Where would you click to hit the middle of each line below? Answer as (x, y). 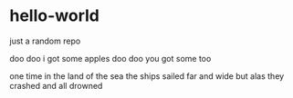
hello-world (55, 16)
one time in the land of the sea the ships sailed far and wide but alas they (147, 76)
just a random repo (45, 41)
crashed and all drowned (56, 85)
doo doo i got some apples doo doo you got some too (110, 58)
